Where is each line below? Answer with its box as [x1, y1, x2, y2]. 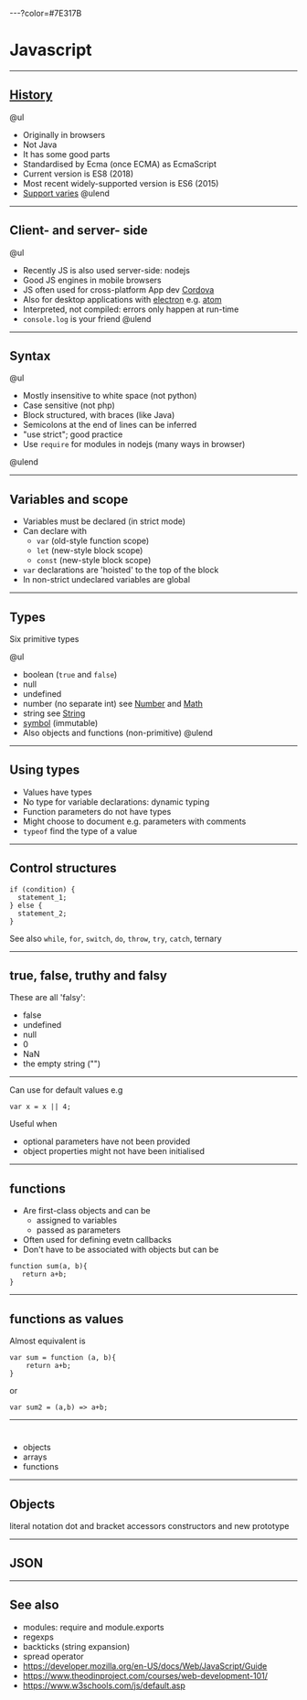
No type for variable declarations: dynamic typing [22, 796, 210, 807]
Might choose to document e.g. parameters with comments [22, 816, 247, 827]
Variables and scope [9, 491, 129, 507]
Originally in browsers [22, 129, 106, 140]
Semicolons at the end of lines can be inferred [22, 420, 197, 431]
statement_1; [17, 893, 68, 902]
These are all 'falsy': [9, 992, 86, 1003]
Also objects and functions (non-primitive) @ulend [22, 727, 213, 738]
